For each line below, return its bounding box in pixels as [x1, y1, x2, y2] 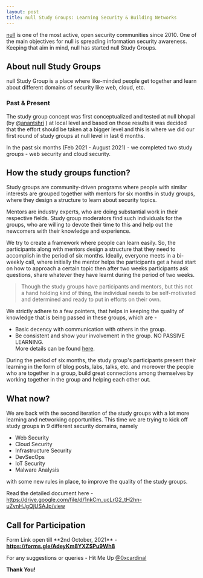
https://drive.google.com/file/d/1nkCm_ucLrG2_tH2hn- [6, 496, 142, 504]
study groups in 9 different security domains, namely [6, 423, 138, 430]
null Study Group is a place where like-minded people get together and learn [6, 77, 197, 85]
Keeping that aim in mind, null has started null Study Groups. [6, 44, 157, 51]
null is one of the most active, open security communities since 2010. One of [6, 31, 197, 38]
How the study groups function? [6, 167, 131, 178]
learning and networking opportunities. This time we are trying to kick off [6, 416, 188, 423]
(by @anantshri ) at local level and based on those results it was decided [6, 119, 187, 126]
